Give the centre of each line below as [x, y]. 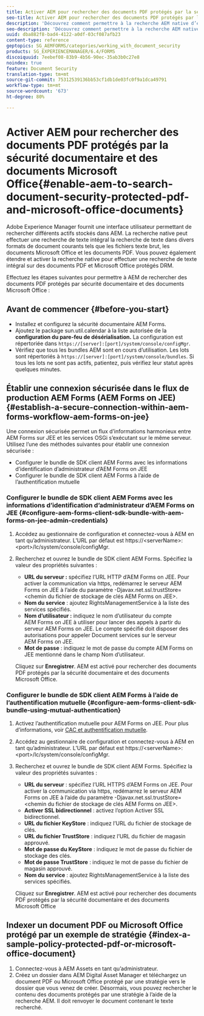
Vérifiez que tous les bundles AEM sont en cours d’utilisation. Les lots [102, 350]
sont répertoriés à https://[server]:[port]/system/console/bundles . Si [104, 356]
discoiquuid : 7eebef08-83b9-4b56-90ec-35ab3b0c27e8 [73, 57]
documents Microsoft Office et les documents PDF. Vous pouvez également [101, 252]
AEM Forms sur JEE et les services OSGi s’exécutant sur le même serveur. [99, 438]
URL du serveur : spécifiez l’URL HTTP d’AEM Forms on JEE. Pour [107, 577]
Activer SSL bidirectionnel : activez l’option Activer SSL [94, 810]
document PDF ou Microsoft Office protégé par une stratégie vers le [100, 981]
